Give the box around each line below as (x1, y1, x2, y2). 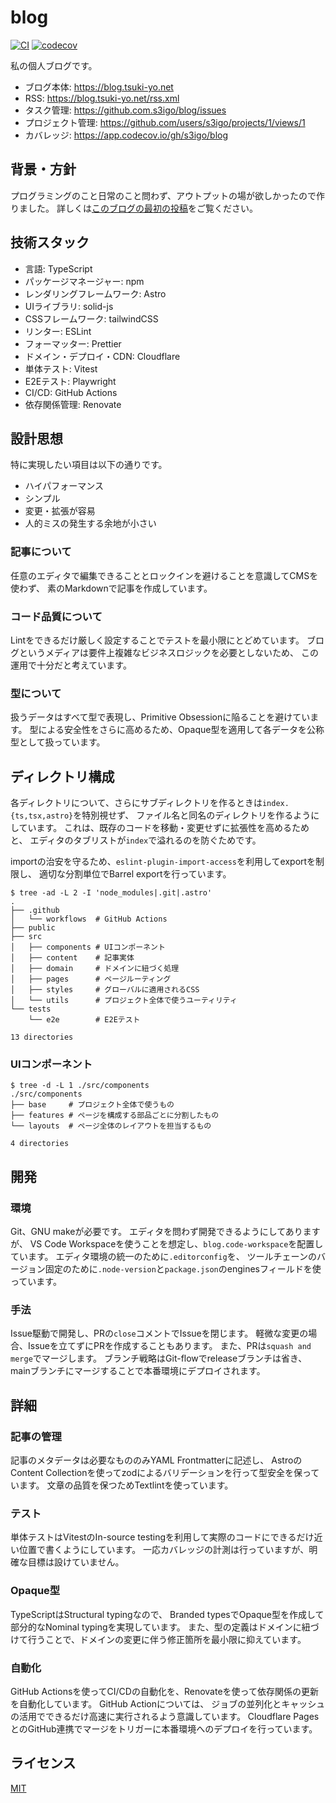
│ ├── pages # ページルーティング (10, 974, 172, 985)
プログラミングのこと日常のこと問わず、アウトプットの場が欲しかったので (10, 189, 317, 201)
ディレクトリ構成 (10, 768, 115, 785)
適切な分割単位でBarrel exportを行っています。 (38, 868, 232, 880)
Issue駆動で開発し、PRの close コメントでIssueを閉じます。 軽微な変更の (10, 1327, 309, 1340)
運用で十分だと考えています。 (10, 659, 132, 671)
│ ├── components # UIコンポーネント (10, 942, 166, 953)
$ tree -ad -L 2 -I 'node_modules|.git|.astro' (10, 888, 213, 898)
